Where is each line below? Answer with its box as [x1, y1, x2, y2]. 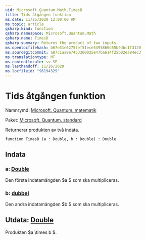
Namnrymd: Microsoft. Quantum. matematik [5, 107, 97, 113]
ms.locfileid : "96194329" [5, 69, 60, 74]
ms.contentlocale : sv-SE [5, 59, 58, 64]
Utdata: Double [5, 216, 54, 224]
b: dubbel [5, 189, 29, 196]
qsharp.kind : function [5, 26, 53, 31]
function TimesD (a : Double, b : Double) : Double [5, 136, 116, 142]
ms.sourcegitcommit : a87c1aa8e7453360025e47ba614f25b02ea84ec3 [5, 50, 141, 55]
